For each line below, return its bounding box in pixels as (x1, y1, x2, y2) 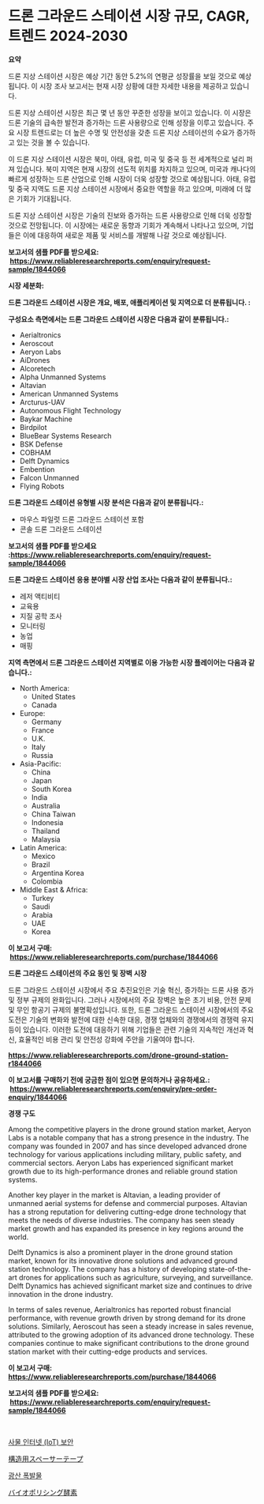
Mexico (31, 851, 56, 861)
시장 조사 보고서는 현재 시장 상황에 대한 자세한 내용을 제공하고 (39, 81, 229, 91)
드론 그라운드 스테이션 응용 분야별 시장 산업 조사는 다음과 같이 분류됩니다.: (8, 575, 232, 584)
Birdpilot (19, 422, 47, 432)
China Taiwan (31, 809, 76, 819)
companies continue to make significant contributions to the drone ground (8, 1338, 250, 1348)
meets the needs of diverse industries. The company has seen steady (8, 1215, 235, 1225)
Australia (31, 801, 61, 810)
